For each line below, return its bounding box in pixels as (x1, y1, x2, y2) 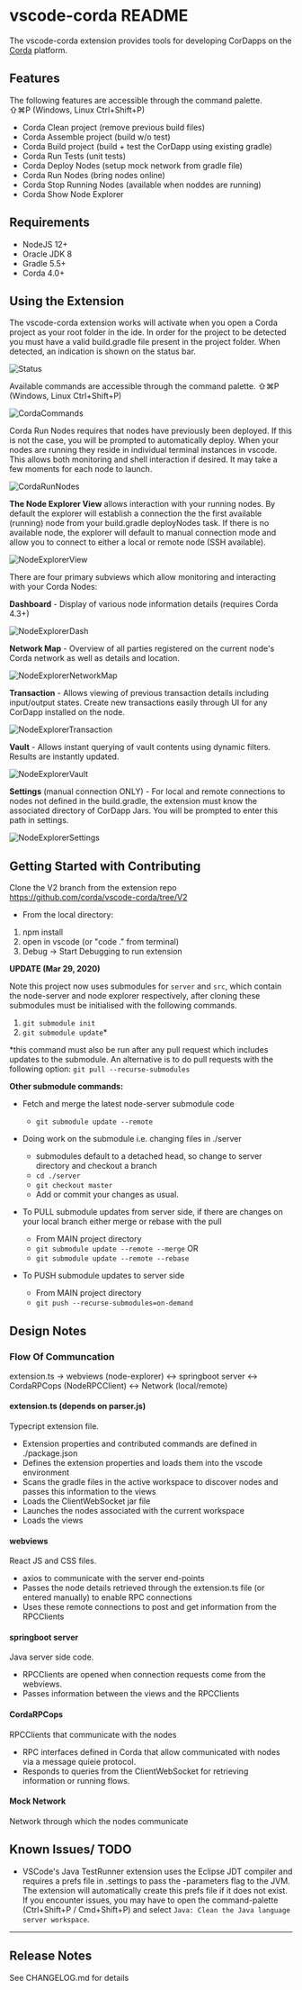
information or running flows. (22, 1775, 130, 1786)
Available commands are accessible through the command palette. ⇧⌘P (9, 381, 280, 392)
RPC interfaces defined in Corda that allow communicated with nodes (22, 1746, 280, 1757)
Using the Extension (9, 294, 125, 309)
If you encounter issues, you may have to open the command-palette (22, 1895, 279, 1905)
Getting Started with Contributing (9, 858, 201, 873)
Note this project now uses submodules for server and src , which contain (9, 981, 282, 991)
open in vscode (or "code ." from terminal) (22, 936, 180, 947)
